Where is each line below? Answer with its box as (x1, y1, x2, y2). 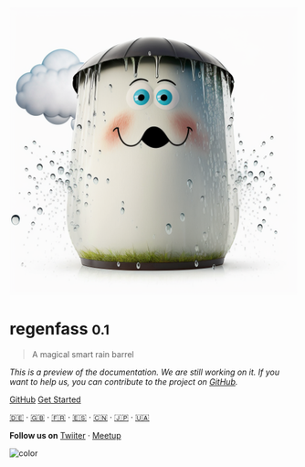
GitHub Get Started (9, 394, 81, 405)
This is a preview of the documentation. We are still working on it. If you (9, 366, 280, 377)
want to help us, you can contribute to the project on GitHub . (9, 376, 238, 387)
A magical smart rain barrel (31, 348, 134, 359)
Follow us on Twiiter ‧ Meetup (9, 430, 121, 440)
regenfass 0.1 (9, 319, 110, 340)
